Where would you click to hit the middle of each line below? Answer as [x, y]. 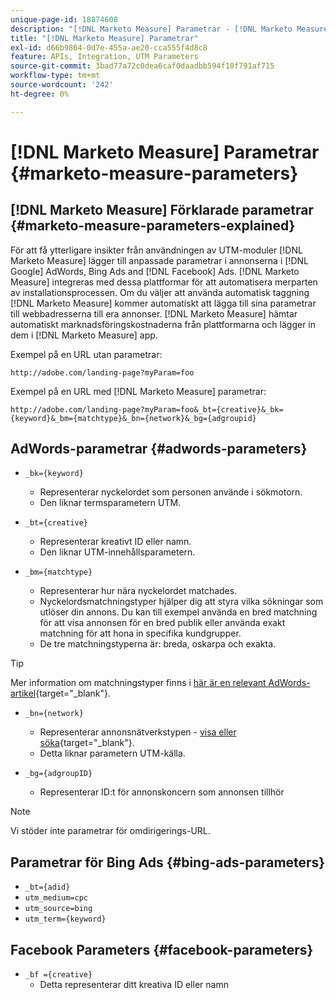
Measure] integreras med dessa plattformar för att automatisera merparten [164, 282]
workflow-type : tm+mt [55, 76]
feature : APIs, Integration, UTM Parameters [104, 57]
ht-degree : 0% [40, 94]
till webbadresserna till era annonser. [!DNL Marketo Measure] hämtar [154, 313]
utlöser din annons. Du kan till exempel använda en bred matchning [178, 612]
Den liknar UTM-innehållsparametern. [117, 552]
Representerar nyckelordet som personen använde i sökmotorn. [171, 492]
